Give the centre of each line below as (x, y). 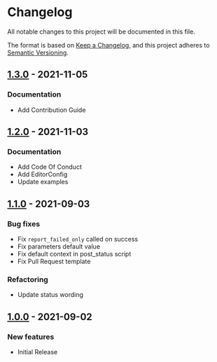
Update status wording (50, 295)
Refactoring (28, 279)
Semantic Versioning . (38, 53)
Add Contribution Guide (51, 110)
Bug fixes (24, 223)
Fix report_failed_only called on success (78, 239)
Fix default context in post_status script (74, 254)
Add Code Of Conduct (49, 167)
